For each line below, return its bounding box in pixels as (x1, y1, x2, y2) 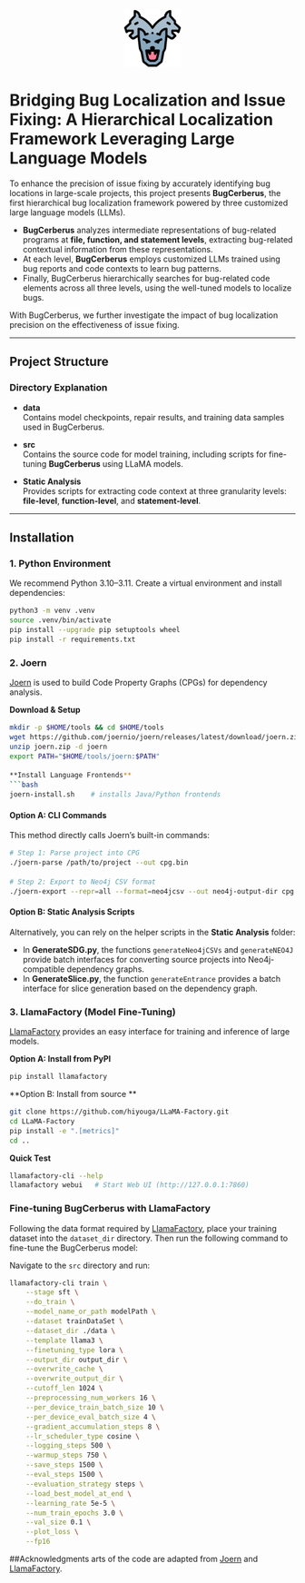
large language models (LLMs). (9, 206, 126, 218)
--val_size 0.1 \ (25, 1518, 92, 1527)
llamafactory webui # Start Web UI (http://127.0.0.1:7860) (9, 1181, 250, 1190)
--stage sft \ (25, 1288, 79, 1297)
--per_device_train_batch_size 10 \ (25, 1402, 165, 1412)
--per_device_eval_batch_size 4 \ (25, 1412, 156, 1421)
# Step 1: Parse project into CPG (9, 848, 141, 858)
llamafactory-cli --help (9, 1171, 103, 1181)
